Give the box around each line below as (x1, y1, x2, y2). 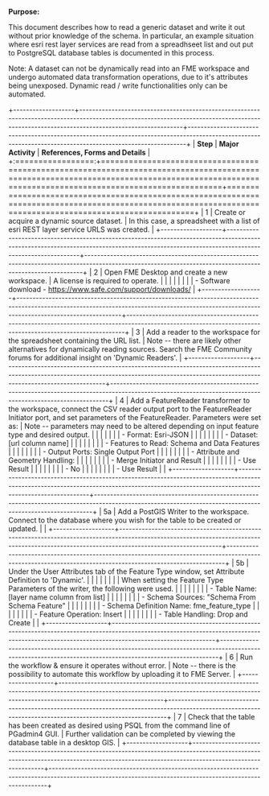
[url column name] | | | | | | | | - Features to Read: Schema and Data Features (8, 439, 260, 447)
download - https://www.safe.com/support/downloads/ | (8, 285, 196, 294)
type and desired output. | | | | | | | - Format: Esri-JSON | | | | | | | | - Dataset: (8, 430, 259, 439)
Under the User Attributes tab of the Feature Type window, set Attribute (8, 567, 245, 576)
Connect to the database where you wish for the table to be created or (8, 515, 242, 525)
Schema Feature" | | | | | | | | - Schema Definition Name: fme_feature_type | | (8, 601, 260, 610)
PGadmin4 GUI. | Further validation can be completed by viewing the (8, 729, 235, 739)
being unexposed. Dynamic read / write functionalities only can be (8, 80, 228, 90)
